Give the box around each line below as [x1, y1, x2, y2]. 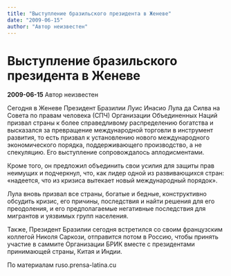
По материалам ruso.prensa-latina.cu [7, 261, 116, 269]
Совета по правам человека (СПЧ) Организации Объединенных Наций [7, 112, 218, 120]
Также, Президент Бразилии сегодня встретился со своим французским [7, 225, 223, 234]
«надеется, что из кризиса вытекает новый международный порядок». [7, 176, 218, 184]
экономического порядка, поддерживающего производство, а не [7, 141, 202, 149]
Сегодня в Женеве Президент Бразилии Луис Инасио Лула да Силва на [7, 104, 220, 112]
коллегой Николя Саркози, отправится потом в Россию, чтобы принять [7, 233, 219, 241]
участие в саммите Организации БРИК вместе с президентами [7, 240, 195, 248]
